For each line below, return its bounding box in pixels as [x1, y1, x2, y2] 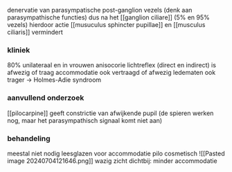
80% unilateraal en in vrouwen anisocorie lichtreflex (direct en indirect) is [7, 61, 217, 69]
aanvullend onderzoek [7, 93, 84, 103]
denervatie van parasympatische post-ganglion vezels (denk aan [7, 6, 193, 14]
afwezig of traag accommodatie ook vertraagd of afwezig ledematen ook [7, 69, 216, 77]
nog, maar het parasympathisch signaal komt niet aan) [7, 116, 163, 124]
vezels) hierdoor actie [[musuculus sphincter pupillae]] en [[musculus [7, 21, 206, 28]
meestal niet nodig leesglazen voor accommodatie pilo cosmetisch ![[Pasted [7, 149, 225, 157]
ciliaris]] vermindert [7, 28, 64, 36]
